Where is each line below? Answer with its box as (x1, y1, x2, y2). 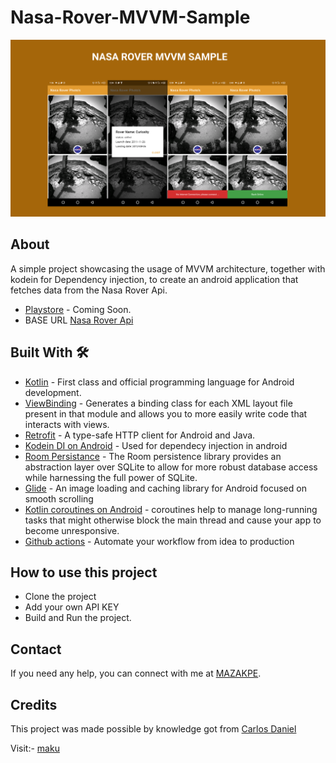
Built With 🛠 (10, 344, 90, 361)
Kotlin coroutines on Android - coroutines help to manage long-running (24, 503, 318, 515)
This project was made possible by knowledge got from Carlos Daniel (10, 723, 297, 735)
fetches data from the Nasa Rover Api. (10, 284, 168, 296)
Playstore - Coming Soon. (24, 303, 132, 315)
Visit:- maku (10, 742, 60, 754)
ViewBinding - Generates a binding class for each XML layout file (24, 397, 293, 409)
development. (24, 386, 82, 398)
